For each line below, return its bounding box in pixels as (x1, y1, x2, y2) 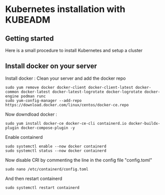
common (5, 89, 19, 94)
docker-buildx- (128, 121, 160, 126)
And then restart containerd (5, 175, 63, 181)
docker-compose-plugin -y (21, 125, 75, 130)
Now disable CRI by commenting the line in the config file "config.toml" (5, 157, 152, 163)
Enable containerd (5, 134, 43, 140)
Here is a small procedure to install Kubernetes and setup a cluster (5, 48, 143, 53)
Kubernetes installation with (5, 4, 125, 15)
